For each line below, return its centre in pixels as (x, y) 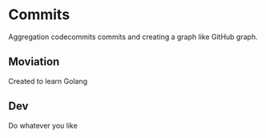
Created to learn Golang (48, 81)
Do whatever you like (43, 125)
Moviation (34, 62)
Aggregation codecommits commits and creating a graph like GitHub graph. (133, 37)
